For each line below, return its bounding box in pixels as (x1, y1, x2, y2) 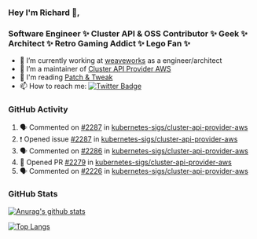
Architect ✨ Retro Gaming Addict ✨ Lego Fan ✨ (8, 38, 191, 49)
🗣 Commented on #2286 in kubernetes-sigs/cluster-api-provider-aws (19, 145, 249, 156)
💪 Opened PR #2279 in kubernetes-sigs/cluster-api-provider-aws (19, 157, 232, 167)
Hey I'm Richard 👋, (8, 7, 80, 18)
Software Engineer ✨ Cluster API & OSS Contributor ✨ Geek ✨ (8, 28, 248, 39)
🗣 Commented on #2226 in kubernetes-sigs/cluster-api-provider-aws (19, 166, 249, 175)
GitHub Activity (8, 104, 68, 115)
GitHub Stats (8, 189, 58, 200)
